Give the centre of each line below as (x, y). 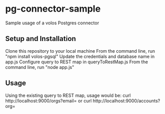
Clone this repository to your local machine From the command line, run (80, 51)
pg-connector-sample (53, 9)
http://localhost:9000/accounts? (126, 101)
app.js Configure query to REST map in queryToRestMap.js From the (77, 62)
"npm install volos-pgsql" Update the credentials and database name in (80, 56)
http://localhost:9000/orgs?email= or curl (48, 101)
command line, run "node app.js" (40, 67)
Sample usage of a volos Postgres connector (52, 23)
